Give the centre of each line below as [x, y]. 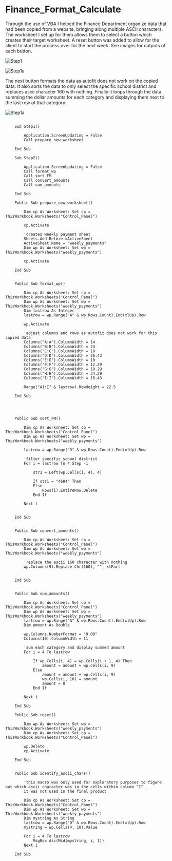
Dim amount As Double [47, 625]
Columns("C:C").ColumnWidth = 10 [60, 351]
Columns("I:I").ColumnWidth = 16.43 [63, 378]
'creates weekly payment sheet [57, 234]
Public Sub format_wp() [40, 283]
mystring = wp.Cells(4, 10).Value [61, 827]
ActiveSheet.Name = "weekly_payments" [65, 243]
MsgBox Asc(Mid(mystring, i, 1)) [68, 840]
